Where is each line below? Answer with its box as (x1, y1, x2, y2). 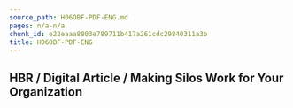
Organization (9, 84, 82, 99)
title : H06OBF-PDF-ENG (9, 37, 93, 47)
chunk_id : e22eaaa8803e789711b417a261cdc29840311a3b (9, 29, 208, 38)
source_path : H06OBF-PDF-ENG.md (9, 12, 128, 22)
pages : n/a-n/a (9, 21, 66, 30)
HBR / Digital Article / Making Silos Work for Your (9, 70, 284, 85)
